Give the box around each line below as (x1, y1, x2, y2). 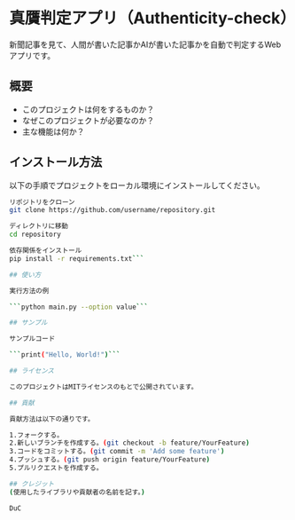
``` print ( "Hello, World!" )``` (9, 351, 121, 359)
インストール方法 (9, 154, 103, 169)
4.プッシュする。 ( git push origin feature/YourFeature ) (9, 455, 211, 464)
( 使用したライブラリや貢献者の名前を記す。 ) (9, 487, 146, 497)
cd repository (9, 230, 62, 240)
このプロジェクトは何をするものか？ (21, 104, 155, 114)
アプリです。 (9, 50, 56, 60)
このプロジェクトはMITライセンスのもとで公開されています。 (9, 382, 198, 391)
